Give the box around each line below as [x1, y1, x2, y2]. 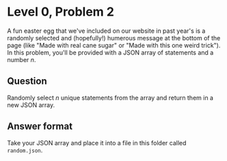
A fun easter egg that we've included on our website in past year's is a [7, 27, 206, 35]
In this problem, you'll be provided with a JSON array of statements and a [7, 48, 214, 57]
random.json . [7, 146, 43, 154]
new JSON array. [7, 100, 55, 109]
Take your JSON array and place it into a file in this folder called [7, 138, 187, 147]
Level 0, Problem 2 [7, 4, 115, 20]
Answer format [7, 121, 73, 132]
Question [7, 76, 47, 87]
